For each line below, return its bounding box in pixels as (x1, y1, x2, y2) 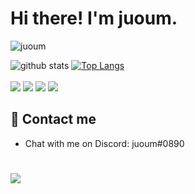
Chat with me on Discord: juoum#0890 (24, 137, 185, 149)
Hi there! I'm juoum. (10, 7, 178, 30)
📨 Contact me (10, 111, 97, 128)
